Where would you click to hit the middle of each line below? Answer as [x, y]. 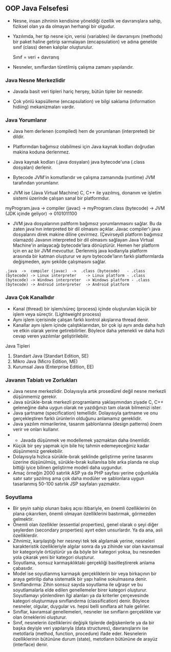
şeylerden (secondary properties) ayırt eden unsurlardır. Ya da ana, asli [88, 530]
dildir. [18, 137]
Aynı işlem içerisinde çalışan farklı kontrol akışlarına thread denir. [81, 320]
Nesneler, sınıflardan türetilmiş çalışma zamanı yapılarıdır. [73, 67]
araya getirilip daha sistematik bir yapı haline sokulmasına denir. [80, 579]
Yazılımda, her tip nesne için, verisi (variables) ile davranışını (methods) [88, 36]
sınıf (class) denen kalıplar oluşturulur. [53, 47]
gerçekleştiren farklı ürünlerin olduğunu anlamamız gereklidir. [77, 418]
